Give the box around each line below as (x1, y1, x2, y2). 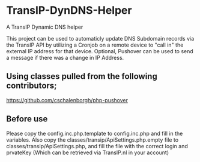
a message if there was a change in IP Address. (6, 54, 124, 61)
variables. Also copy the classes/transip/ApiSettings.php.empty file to (6, 136, 179, 143)
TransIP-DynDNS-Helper (6, 4, 132, 17)
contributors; (6, 81, 57, 91)
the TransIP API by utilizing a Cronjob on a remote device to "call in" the (6, 41, 184, 48)
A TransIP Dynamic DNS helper (6, 23, 83, 30)
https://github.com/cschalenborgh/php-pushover (6, 96, 128, 103)
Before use (6, 114, 48, 124)
